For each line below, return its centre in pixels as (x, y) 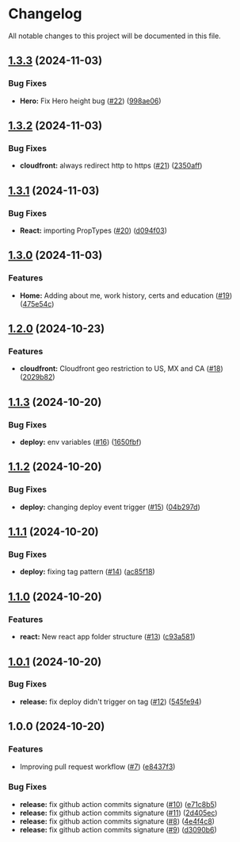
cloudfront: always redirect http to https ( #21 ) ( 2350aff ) (111, 166)
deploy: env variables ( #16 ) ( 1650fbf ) (80, 442)
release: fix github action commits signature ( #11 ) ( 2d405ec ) (118, 813)
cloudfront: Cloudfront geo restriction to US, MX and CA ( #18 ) (121, 369)
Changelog (45, 14)
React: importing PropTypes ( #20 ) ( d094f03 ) (93, 230)
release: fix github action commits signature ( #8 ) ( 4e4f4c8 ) (117, 821)
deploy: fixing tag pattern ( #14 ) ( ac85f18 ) (88, 572)
